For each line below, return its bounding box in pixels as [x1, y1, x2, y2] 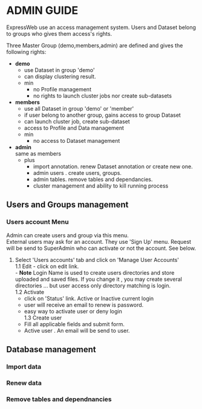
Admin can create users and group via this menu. [6, 231, 129, 239]
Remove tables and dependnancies [6, 394, 112, 403]
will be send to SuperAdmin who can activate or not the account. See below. [6, 244, 197, 252]
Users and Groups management [6, 200, 129, 210]
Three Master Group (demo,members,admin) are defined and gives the [6, 42, 183, 49]
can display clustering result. [24, 73, 96, 80]
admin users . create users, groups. [33, 169, 122, 176]
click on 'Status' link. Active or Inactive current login [24, 295, 154, 302]
